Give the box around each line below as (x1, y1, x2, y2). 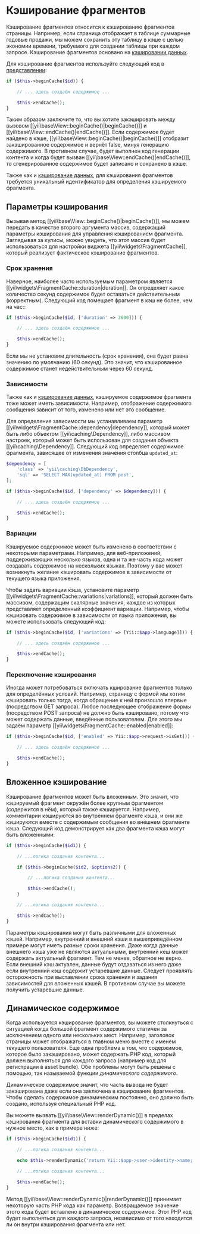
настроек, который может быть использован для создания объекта (6, 436, 179, 444)
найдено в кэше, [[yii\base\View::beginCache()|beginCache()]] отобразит (6, 135, 189, 142)
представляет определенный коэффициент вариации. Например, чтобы (6, 605, 189, 612)
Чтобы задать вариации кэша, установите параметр (6, 586, 140, 593)
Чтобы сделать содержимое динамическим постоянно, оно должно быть (6, 1094, 194, 1101)
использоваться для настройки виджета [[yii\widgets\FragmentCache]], (6, 243, 187, 250)
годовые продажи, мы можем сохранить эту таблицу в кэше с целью (6, 36, 183, 43)
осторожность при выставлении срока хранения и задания (6, 973, 158, 981)
